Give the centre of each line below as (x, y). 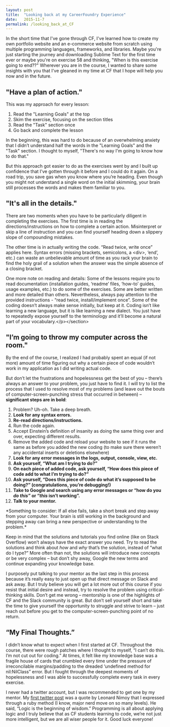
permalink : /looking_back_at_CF (40, 24)
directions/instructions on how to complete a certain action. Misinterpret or (84, 226)
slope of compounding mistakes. (40, 237)
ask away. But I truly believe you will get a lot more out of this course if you (84, 584)
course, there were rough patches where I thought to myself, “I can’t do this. (85, 650)
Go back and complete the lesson (48, 130)
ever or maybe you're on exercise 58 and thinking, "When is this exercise (82, 60)
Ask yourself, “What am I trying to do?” (55, 463)
